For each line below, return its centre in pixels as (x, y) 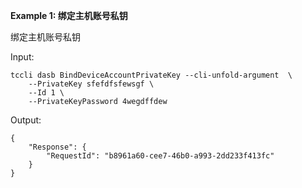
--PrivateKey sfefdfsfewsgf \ (91, 84)
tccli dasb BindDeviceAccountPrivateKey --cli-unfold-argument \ (151, 75)
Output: (26, 120)
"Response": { (57, 147)
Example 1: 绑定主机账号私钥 (69, 15)
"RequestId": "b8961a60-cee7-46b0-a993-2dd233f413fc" (160, 156)
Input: (22, 57)
